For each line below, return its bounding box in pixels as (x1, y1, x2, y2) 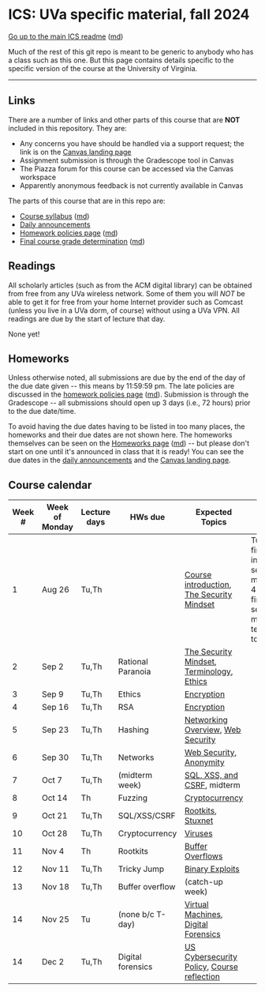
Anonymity (184, 757, 225, 768)
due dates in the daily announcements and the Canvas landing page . (8, 456, 231, 465)
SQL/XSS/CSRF (118, 810, 176, 821)
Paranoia (118, 666, 151, 677)
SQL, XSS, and (184, 770, 238, 781)
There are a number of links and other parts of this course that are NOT (8, 115, 241, 124)
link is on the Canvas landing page (19, 147, 132, 156)
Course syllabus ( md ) (19, 211, 90, 220)
